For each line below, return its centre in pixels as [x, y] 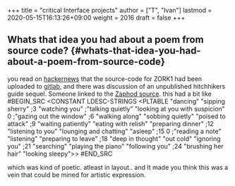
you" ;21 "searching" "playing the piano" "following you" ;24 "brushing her [115, 146]
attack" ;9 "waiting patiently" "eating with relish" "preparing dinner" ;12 [110, 123]
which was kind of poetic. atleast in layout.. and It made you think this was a [118, 167]
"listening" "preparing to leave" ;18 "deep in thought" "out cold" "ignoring [114, 138]
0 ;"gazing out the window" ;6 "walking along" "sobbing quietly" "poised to [116, 116]
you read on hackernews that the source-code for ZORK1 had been [105, 79]
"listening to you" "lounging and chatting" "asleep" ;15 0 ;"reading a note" [114, 131]
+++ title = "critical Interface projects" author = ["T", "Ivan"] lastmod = [110, 10]
